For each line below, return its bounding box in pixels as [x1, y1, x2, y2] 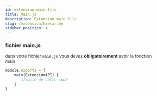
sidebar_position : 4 [5, 26, 48, 31]
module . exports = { [5, 68, 46, 73]
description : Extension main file [5, 16, 77, 21]
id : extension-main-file [5, 7, 57, 12]
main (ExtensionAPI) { [14, 73, 59, 78]
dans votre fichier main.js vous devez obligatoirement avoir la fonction [5, 53, 152, 59]
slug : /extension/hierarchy [5, 21, 64, 26]
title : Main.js [5, 12, 37, 17]
